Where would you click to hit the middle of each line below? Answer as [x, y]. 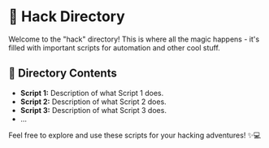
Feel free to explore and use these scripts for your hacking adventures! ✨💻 [135, 135]
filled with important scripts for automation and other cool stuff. [115, 47]
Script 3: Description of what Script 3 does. [93, 110]
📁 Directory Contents [63, 74]
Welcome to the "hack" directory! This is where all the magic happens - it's [134, 39]
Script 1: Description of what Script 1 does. [92, 93]
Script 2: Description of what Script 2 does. [93, 102]
